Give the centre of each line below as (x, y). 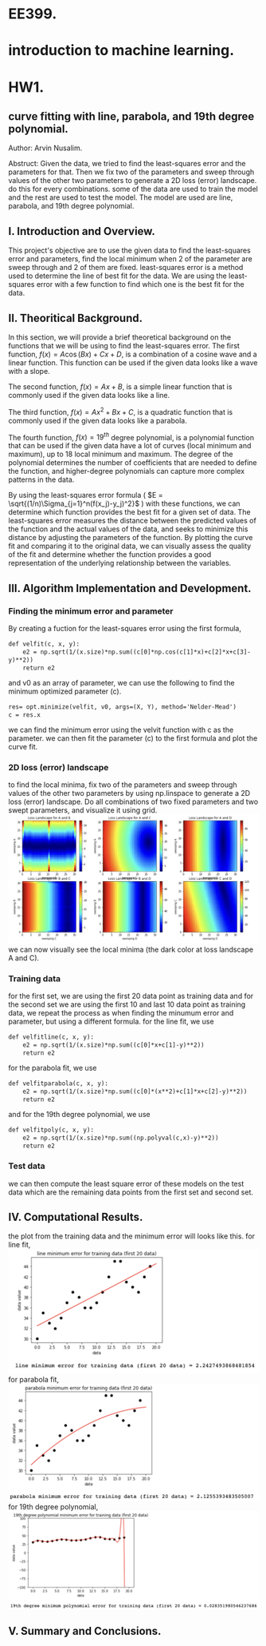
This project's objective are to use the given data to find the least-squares (129, 250)
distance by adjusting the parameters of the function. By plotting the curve (131, 538)
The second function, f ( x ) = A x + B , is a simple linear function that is (120, 387)
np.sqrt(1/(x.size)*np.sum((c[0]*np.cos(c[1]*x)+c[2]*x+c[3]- (145, 652)
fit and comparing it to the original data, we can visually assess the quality (130, 546)
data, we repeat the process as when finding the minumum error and (121, 1013)
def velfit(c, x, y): (44, 644)
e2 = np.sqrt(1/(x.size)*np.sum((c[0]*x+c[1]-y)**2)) (113, 1045)
